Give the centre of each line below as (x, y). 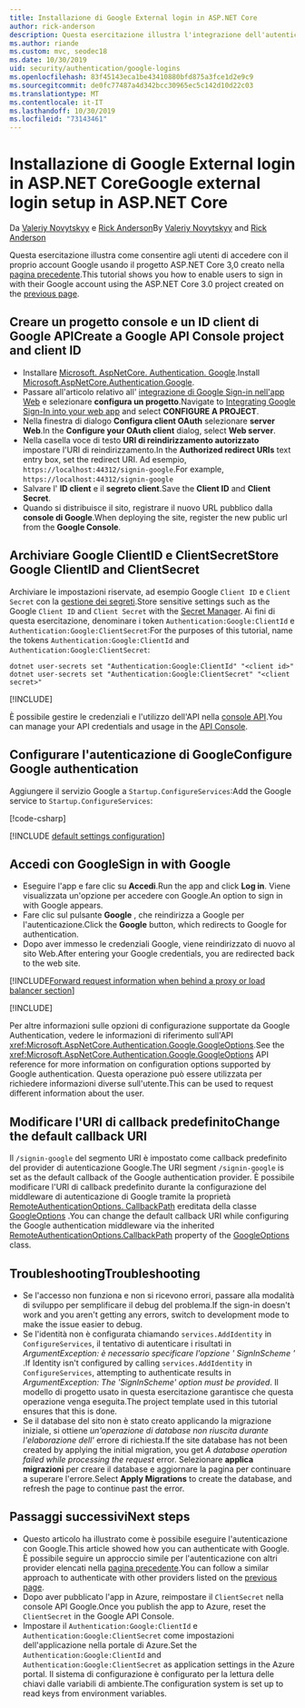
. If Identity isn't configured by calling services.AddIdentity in (137, 1363)
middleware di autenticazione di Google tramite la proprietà (120, 1197)
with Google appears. (63, 906)
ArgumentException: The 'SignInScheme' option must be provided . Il (150, 1382)
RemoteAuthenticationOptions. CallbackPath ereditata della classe (133, 1207)
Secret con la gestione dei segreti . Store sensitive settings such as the (140, 601)
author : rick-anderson (52, 26)
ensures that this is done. (70, 1411)
